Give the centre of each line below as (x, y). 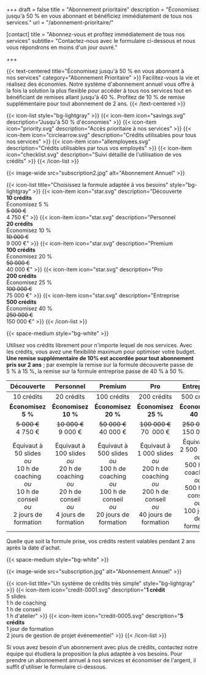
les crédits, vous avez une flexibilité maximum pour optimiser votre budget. (101, 352)
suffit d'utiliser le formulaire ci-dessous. (57, 667)
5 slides (16, 596)
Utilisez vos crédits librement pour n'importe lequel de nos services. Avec (99, 345)
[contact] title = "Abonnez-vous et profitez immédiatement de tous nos (96, 34)
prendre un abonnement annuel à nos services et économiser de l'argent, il (101, 660)
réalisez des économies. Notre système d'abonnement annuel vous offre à (101, 84)
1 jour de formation (30, 629)
